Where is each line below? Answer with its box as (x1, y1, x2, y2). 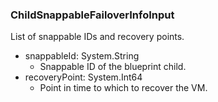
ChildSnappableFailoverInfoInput (10, 8, 175, 22)
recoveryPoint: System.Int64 (24, 71, 143, 83)
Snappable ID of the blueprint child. (39, 61, 187, 73)
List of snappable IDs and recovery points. (10, 31, 185, 43)
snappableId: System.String (24, 50, 140, 62)
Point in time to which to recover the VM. (39, 82, 208, 94)
